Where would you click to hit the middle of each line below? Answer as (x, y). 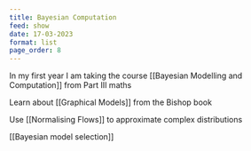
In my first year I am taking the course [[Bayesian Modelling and (126, 75)
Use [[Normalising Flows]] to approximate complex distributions (126, 120)
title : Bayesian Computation (63, 17)
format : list (33, 42)
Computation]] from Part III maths (71, 85)
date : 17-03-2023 (41, 34)
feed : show (29, 26)
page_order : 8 (35, 51)
